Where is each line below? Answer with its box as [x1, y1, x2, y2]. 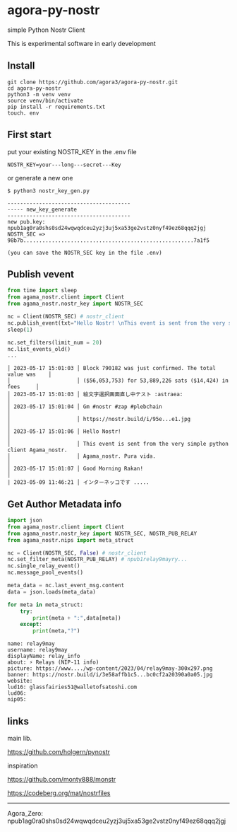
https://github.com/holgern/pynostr [7, 748, 111, 756]
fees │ [7, 383, 39, 391]
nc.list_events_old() [7, 345, 71, 352]
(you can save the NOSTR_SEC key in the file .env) [7, 249, 162, 256]
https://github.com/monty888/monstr [7, 775, 116, 783]
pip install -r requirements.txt [7, 103, 106, 110]
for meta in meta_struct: [7, 601, 83, 608]
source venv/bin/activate [7, 97, 83, 104]
